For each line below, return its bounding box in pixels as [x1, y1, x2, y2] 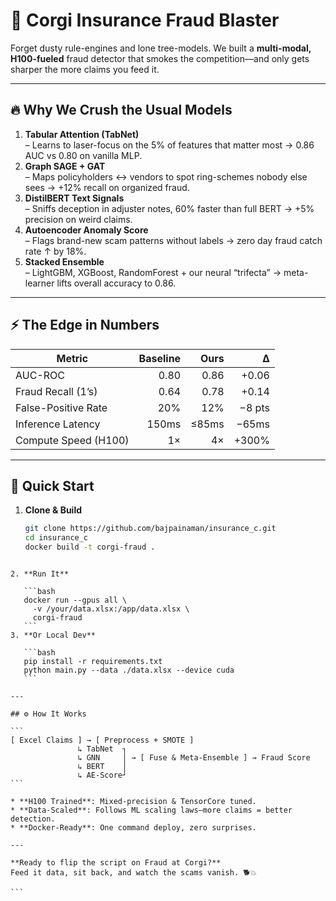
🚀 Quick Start [10, 477, 95, 494]
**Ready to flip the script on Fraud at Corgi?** [10, 858, 222, 868]
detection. [10, 814, 56, 824]
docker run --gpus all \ [23, 595, 128, 605]
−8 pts [239, 400, 270, 414]
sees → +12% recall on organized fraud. [24, 181, 190, 193]
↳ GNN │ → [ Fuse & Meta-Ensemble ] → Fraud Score [77, 753, 311, 763]
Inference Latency [15, 417, 101, 431]
